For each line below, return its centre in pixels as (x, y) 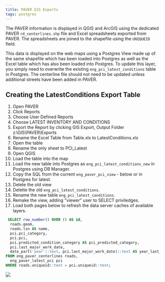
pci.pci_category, (29, 233)
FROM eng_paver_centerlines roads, (42, 256)
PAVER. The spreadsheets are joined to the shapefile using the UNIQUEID (78, 38)
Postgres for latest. (32, 179)
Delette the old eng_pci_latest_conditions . (56, 190)
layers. (19, 211)
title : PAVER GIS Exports (32, 10)
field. (11, 44)
